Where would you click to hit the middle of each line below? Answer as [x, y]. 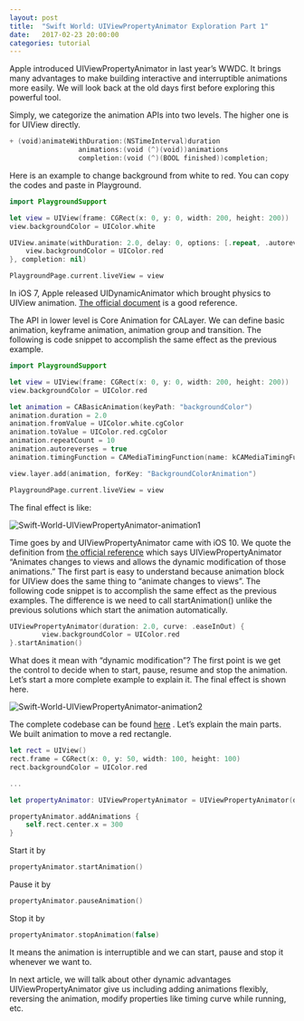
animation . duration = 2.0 [58, 415]
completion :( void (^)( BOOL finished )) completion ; [174, 158]
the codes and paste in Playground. [76, 185]
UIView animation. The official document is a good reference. [123, 303]
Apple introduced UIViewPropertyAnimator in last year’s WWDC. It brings [146, 69]
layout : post [34, 18]
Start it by [28, 851]
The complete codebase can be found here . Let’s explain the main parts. [146, 724]
